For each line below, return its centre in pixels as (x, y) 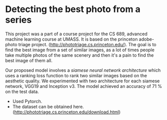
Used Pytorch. (27, 101)
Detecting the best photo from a (73, 9)
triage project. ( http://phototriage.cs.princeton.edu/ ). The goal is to (87, 44)
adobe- (146, 39)
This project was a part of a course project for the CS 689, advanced (76, 34)
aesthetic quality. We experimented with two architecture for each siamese (82, 81)
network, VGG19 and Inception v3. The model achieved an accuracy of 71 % (84, 86)
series (18, 20)
